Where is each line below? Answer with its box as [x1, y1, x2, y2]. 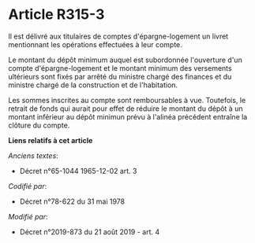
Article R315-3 [8, 6, 105, 24]
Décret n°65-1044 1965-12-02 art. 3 [19, 166, 137, 175]
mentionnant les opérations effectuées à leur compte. [8, 39, 183, 49]
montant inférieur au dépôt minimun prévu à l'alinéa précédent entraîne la [8, 112, 248, 121]
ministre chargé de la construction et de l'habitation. [8, 80, 178, 90]
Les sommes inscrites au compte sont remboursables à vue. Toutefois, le [8, 95, 246, 105]
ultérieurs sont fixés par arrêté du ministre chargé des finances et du [8, 72, 232, 81]
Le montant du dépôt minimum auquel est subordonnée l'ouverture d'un [8, 55, 242, 64]
